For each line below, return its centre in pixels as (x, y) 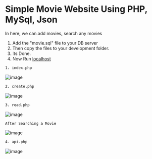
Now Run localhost (31, 58)
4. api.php (16, 142)
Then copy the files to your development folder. (61, 48)
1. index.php (19, 68)
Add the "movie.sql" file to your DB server (55, 43)
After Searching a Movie (31, 123)
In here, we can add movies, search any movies (54, 33)
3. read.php (17, 105)
